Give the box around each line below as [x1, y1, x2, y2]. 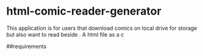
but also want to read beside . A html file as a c [6, 30, 124, 38]
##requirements [6, 43, 47, 50]
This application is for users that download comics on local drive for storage [6, 24, 198, 32]
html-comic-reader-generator [6, 4, 162, 18]
